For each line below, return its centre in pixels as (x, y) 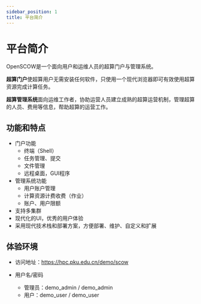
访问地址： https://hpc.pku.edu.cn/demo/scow (71, 262)
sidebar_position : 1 (32, 12)
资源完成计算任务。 (30, 87)
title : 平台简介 (25, 17)
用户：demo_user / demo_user (62, 295)
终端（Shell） (40, 151)
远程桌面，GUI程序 (47, 173)
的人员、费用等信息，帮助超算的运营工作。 (59, 107)
